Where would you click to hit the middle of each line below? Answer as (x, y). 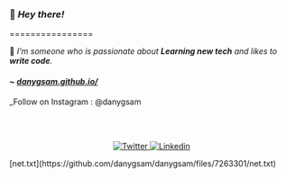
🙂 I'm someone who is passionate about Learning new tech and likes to (143, 51)
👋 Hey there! (37, 14)
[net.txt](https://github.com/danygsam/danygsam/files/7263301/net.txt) (143, 163)
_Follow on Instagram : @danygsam (75, 102)
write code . (31, 61)
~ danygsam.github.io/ (54, 81)
